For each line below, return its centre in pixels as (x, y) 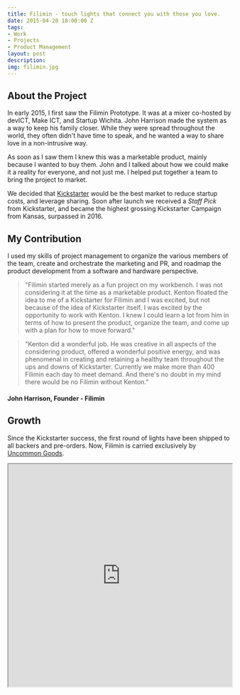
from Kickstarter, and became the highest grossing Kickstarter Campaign (114, 209)
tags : (15, 27)
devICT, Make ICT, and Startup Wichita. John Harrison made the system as (117, 120)
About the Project (47, 96)
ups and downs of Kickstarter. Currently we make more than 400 (120, 367)
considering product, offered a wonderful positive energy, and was (122, 352)
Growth (24, 421)
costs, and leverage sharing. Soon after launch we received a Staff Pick (112, 201)
